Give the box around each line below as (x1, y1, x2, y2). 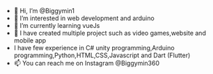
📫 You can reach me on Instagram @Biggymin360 (13, 59, 160, 67)
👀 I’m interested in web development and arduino (13, 14, 155, 22)
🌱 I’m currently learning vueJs (13, 22, 100, 29)
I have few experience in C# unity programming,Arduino (13, 44, 175, 52)
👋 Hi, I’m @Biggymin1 (13, 7, 75, 15)
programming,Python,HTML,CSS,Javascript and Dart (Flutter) (13, 51, 191, 59)
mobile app (13, 36, 47, 45)
